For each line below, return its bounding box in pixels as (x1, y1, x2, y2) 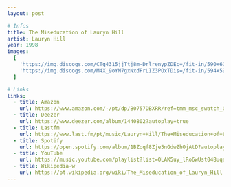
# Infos (7, 22, 30, 30)
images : (7, 48, 30, 55)
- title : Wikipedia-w (13, 163, 76, 170)
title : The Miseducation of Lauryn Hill (7, 29, 125, 36)
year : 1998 (7, 42, 38, 49)
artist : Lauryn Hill (7, 35, 67, 42)
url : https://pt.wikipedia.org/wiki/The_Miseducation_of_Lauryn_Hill (19, 169, 223, 176)
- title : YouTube (13, 150, 63, 157)
